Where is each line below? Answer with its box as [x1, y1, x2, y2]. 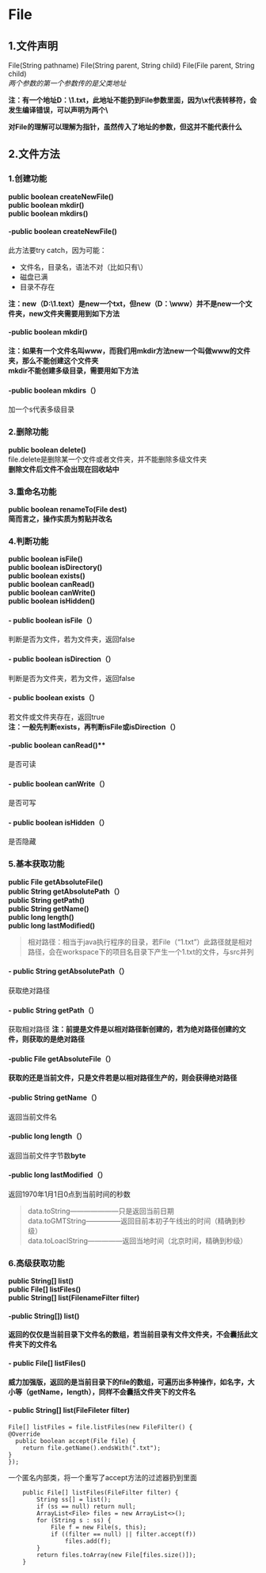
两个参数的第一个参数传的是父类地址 [8, 78, 127, 88]
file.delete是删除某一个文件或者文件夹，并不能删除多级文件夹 [8, 454, 207, 464]
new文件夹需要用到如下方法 [28, 308, 120, 318]
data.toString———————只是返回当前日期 [27, 1206, 174, 1215]
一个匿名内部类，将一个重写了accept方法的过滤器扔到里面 [8, 1472, 198, 1482]
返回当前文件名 [8, 1112, 57, 1121]
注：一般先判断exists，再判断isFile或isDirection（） [8, 721, 180, 731]
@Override [8, 1429, 41, 1438]
